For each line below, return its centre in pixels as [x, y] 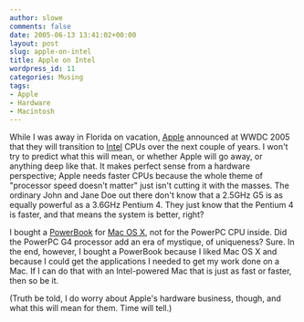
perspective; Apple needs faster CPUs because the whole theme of [136, 176]
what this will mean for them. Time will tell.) [91, 308]
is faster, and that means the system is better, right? [107, 214]
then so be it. [34, 281]
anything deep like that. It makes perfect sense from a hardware [130, 166]
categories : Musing [47, 78]
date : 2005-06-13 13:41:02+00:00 [73, 35]
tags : [20, 86]
